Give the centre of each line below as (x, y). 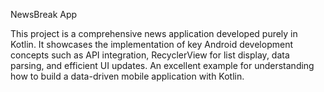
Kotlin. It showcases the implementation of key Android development (152, 44)
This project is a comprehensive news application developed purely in (154, 33)
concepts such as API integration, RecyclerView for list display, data (150, 55)
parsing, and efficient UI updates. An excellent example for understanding (162, 65)
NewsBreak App (44, 14)
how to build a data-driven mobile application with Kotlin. (127, 76)
